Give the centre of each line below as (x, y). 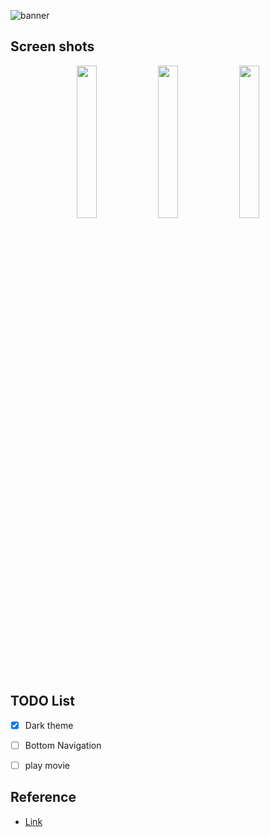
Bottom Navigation (63, 745)
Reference (43, 797)
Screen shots (52, 46)
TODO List (42, 701)
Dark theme (49, 725)
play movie (47, 765)
